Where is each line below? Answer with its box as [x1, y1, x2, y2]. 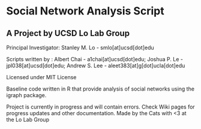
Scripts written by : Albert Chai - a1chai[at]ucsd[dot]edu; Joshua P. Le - [6, 56, 183, 62]
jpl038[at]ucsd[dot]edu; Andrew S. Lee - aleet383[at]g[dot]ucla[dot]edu [6, 62, 185, 69]
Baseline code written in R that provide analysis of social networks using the [6, 85, 195, 92]
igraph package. [6, 92, 47, 98]
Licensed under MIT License [6, 74, 77, 80]
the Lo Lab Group [6, 116, 50, 123]
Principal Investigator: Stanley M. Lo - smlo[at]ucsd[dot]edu [6, 44, 154, 51]
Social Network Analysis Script [6, 4, 164, 18]
